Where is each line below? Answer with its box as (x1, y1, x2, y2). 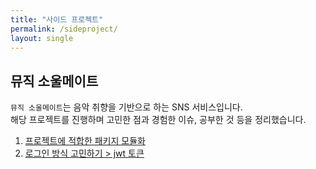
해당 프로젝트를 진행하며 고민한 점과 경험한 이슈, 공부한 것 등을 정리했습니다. (10, 114, 307, 126)
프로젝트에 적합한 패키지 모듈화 (24, 135, 146, 147)
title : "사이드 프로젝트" (10, 14, 104, 25)
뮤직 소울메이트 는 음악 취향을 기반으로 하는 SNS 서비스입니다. (10, 101, 243, 113)
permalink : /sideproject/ (10, 24, 118, 34)
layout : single (10, 33, 74, 43)
